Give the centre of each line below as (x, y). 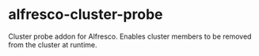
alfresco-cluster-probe (86, 15)
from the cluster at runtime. (53, 44)
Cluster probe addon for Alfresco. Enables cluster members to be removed (130, 36)
